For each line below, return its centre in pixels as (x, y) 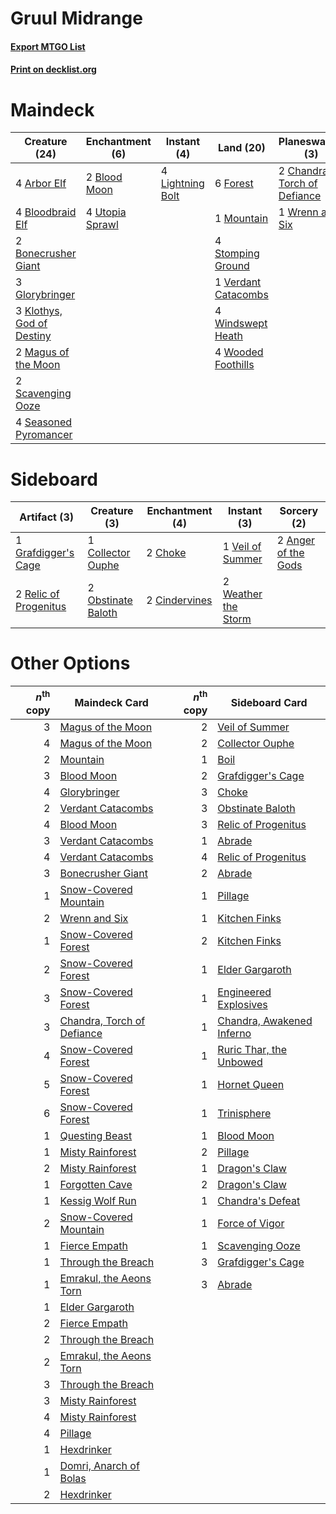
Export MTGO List (48, 46)
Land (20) (241, 148)
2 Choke (166, 553)
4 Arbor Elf (41, 184)
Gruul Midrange (76, 18)
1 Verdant (238, 282)
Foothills (234, 365)
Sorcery (299, 511)
